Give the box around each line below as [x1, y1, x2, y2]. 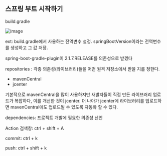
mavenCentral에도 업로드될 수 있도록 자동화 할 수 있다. [10, 104, 118, 110]
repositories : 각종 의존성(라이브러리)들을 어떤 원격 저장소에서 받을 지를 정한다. [5, 65, 160, 71]
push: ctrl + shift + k [5, 144, 47, 151]
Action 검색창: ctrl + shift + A [5, 125, 64, 131]
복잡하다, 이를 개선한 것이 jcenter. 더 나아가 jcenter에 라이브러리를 [14, 97, 144, 103]
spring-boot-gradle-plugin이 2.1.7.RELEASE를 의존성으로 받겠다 [5, 55, 133, 61]
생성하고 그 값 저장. [10, 44, 48, 50]
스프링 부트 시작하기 [5, 4, 63, 13]
